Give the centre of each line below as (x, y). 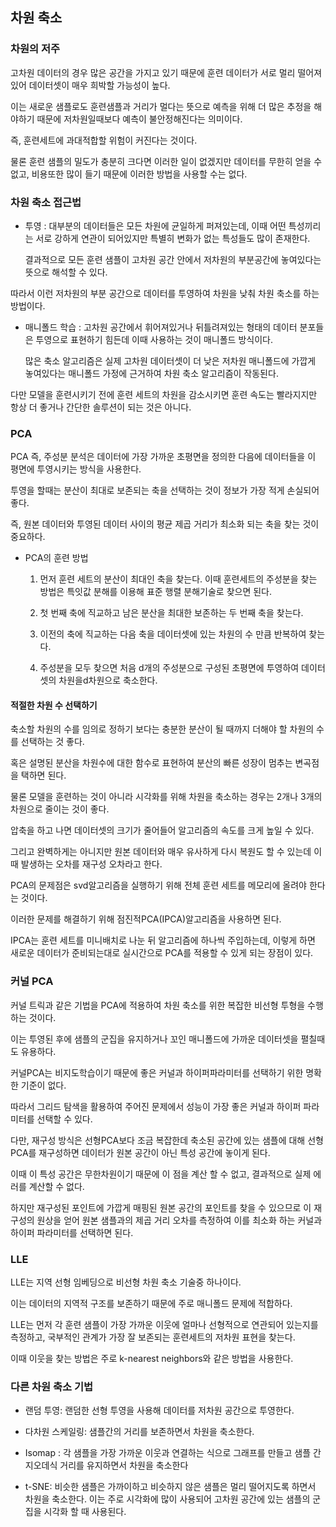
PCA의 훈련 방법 (56, 558)
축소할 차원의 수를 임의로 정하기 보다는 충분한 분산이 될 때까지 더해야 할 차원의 (162, 729)
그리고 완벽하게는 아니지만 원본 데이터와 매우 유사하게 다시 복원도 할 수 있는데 (161, 852)
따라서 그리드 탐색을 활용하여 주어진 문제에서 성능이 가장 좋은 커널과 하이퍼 (156, 1106)
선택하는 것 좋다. (52, 742)
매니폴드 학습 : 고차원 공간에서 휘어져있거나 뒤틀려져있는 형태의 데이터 (161, 327)
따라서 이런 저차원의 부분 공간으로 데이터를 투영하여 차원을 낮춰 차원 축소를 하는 (165, 293)
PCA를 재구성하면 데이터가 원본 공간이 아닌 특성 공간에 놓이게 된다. (140, 1152)
